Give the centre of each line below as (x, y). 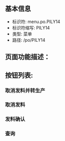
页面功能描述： (28, 57)
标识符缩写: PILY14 (31, 28)
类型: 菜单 (22, 34)
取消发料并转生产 (25, 90)
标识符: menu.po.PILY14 (36, 22)
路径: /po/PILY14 (29, 40)
